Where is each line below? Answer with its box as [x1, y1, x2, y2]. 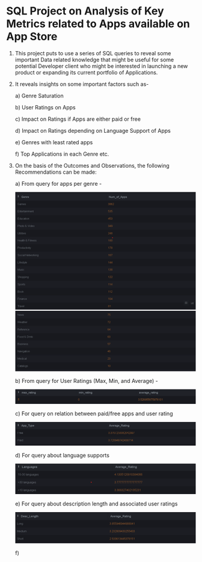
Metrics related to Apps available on [6, 17, 191, 31]
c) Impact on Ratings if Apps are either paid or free [14, 115, 141, 123]
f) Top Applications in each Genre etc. [14, 150, 109, 157]
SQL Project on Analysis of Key [6, 4, 164, 18]
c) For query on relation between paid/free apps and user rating [14, 410, 173, 417]
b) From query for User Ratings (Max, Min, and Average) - [14, 377, 158, 384]
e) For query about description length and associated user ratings [14, 500, 178, 507]
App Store [6, 30, 58, 43]
